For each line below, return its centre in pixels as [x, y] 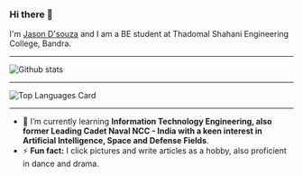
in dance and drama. [60, 164]
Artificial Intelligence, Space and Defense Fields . [115, 141]
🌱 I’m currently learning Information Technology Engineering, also [147, 122]
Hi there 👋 [32, 14]
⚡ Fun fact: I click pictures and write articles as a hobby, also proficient [154, 151]
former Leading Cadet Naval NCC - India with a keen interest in [142, 131]
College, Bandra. [41, 43]
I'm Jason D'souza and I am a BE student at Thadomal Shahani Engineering [149, 34]
